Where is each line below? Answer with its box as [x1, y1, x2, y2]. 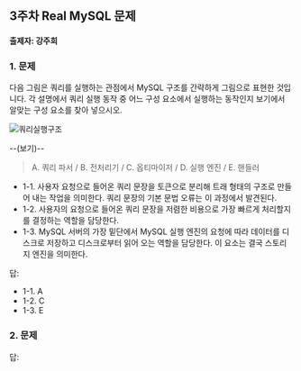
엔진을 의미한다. [32, 249, 88, 259]
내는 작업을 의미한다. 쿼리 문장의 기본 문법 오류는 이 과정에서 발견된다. [32, 193, 278, 204]
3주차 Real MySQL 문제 [9, 8, 137, 24]
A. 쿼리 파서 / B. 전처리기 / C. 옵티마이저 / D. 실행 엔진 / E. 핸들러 [31, 162, 260, 173]
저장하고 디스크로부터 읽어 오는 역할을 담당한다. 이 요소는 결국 [46, 238, 263, 249]
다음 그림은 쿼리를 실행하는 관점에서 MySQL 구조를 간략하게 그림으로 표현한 [9, 82, 275, 93]
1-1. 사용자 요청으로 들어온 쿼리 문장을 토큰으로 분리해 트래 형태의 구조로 [22, 181, 276, 192]
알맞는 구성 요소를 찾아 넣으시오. [9, 104, 123, 115]
